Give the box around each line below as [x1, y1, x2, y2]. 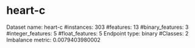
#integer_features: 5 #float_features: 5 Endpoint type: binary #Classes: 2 [6, 29, 189, 37]
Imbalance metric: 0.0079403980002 [6, 36, 101, 43]
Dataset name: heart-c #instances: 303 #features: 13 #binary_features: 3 [6, 23, 189, 31]
